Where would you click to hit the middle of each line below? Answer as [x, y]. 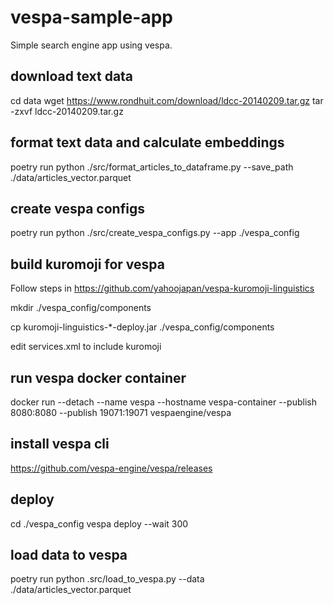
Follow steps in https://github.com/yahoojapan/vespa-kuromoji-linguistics [162, 288]
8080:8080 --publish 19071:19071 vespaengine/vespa [121, 412]
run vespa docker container [98, 377]
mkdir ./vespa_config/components [81, 308]
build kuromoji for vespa [87, 264]
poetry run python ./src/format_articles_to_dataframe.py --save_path [152, 167]
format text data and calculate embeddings [147, 142]
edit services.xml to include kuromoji [86, 347]
